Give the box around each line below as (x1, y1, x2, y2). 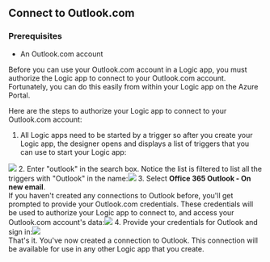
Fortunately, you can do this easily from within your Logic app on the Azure (8, 81, 259, 91)
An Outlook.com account (19, 48, 103, 59)
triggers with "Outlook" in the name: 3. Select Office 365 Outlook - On (8, 173, 251, 183)
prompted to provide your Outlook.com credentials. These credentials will (8, 199, 254, 209)
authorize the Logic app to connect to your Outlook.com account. (8, 73, 226, 83)
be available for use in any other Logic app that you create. (8, 243, 205, 253)
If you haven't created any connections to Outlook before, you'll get (8, 190, 234, 200)
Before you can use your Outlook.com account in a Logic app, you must (8, 64, 247, 74)
